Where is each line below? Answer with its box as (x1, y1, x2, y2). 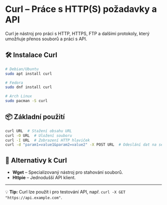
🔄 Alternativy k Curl (5, 156, 67, 165)
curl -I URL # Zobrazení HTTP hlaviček (5, 138, 90, 143)
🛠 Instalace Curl (5, 51, 58, 59)
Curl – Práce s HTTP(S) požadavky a (5, 3, 157, 15)
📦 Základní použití (5, 113, 65, 121)
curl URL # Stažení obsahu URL (5, 128, 72, 133)
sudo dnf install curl (5, 85, 52, 90)
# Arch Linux (5, 94, 32, 99)
